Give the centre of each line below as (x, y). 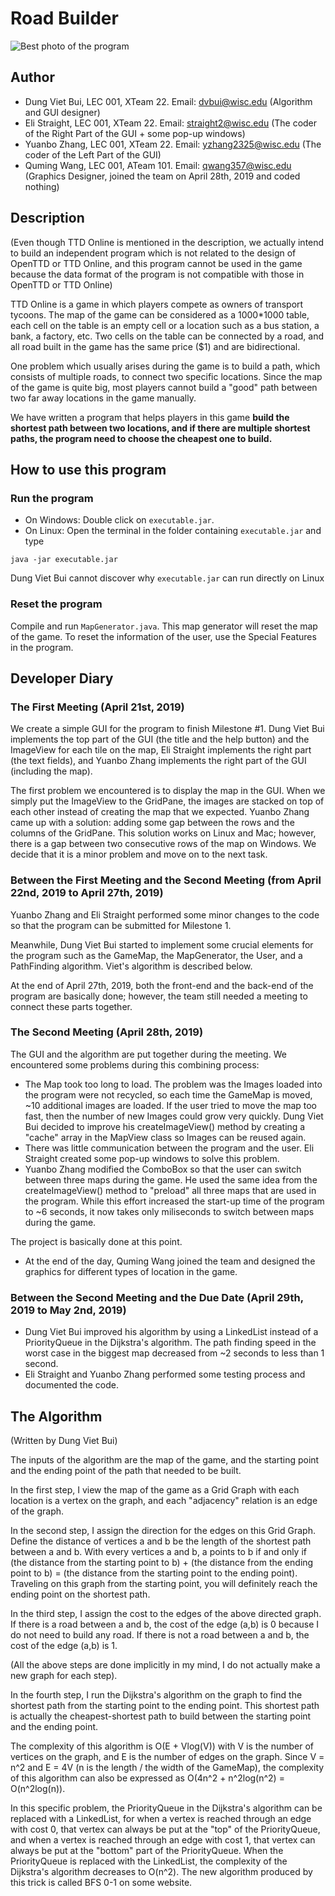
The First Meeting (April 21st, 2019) (97, 707)
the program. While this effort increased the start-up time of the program (174, 1201)
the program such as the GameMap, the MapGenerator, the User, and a (156, 955)
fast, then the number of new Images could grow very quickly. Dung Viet (174, 1116)
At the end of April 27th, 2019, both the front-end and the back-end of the (162, 985)
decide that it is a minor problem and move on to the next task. (139, 854)
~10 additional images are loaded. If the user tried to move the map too (171, 1105)
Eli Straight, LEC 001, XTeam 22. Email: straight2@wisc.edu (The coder (171, 123)
